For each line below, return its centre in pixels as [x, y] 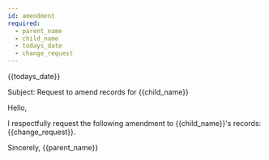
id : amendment [32, 16]
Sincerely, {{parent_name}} [53, 147]
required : [24, 23]
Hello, [17, 107]
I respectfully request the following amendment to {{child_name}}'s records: [134, 123]
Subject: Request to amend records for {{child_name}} [98, 92]
